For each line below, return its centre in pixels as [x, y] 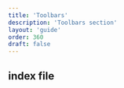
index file [31, 76]
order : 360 [26, 37]
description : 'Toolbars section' [63, 23]
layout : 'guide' [35, 30]
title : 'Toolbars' [38, 15]
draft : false [29, 44]
